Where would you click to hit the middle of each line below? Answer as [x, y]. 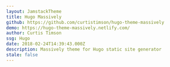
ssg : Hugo [18, 38]
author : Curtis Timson [34, 33]
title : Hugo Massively [34, 17]
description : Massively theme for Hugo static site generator [84, 50]
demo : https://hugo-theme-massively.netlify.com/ [68, 28]
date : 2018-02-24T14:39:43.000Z [46, 44]
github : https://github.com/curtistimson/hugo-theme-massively [85, 22]
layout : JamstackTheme [34, 11]
